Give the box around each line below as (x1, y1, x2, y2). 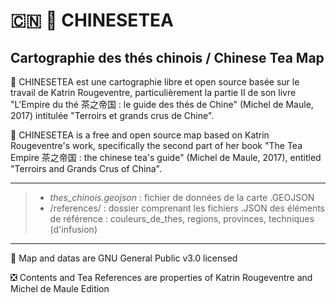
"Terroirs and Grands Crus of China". (10, 163, 162, 174)
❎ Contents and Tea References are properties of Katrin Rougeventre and (10, 272, 313, 283)
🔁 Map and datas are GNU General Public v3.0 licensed (10, 252, 238, 264)
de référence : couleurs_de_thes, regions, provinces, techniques (49, 213, 315, 224)
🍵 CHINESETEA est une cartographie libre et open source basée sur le (10, 76, 300, 88)
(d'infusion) (49, 224, 98, 235)
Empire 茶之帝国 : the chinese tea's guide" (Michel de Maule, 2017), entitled (10, 152, 322, 163)
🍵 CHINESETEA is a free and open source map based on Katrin (10, 129, 270, 141)
